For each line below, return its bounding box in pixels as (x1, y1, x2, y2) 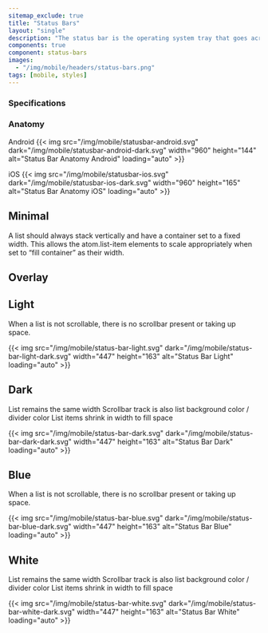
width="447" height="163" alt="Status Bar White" (77, 607, 241, 617)
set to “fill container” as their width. (8, 247, 125, 257)
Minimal (8, 209, 49, 224)
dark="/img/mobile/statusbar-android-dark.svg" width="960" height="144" (8, 145, 257, 155)
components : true (8, 42, 66, 49)
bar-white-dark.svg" (8, 607, 76, 617)
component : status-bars (8, 49, 88, 57)
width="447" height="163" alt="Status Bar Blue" (73, 522, 232, 532)
